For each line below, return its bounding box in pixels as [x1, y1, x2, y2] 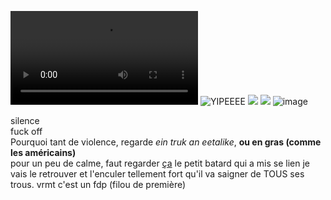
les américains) [10, 147, 77, 158]
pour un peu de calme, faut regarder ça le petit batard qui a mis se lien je [10, 157, 311, 169]
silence [10, 115, 40, 126]
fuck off [10, 126, 43, 137]
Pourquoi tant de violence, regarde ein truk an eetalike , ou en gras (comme [10, 136, 322, 148]
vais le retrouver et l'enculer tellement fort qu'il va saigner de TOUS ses [10, 168, 305, 180]
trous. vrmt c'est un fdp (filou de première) [10, 179, 187, 190]
